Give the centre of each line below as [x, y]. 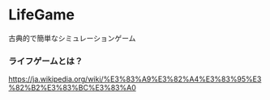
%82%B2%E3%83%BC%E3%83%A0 [72, 88]
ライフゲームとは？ [46, 60]
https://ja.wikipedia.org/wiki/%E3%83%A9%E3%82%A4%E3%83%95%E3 [135, 79]
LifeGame [42, 15]
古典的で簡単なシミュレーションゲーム [72, 38]
